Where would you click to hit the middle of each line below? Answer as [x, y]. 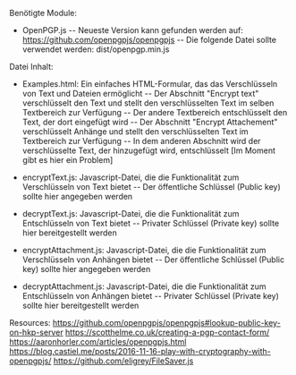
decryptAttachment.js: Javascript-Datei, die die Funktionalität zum [144, 286]
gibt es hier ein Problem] [68, 160]
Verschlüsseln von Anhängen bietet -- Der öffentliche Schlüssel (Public [153, 260]
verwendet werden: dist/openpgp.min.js [96, 49]
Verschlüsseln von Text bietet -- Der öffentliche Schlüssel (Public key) [152, 187]
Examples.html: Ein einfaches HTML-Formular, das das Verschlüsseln [150, 84]
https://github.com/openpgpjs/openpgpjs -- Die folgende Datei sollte [149, 40]
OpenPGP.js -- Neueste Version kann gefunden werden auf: [132, 30]
